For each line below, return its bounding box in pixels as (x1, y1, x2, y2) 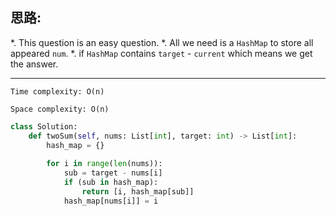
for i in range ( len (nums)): (46, 159, 163, 169)
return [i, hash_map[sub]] (81, 186, 195, 197)
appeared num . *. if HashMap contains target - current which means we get (10, 47, 313, 59)
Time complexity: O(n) (10, 86, 105, 97)
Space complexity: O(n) (10, 104, 110, 114)
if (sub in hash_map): (63, 178, 159, 188)
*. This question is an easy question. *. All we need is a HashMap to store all (10, 36, 314, 48)
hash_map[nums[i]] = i (63, 196, 159, 206)
